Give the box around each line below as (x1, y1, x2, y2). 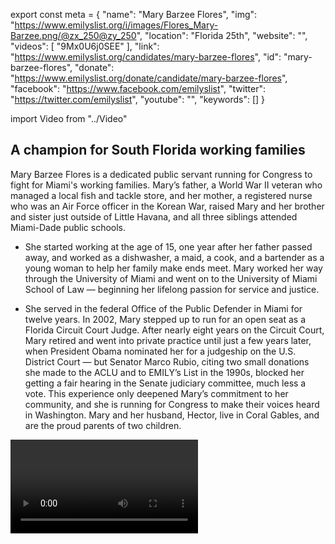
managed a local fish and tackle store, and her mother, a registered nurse (10, 189, 313, 201)
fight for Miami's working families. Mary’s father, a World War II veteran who (10, 179, 323, 191)
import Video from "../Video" (10, 113, 128, 124)
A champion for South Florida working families (10, 142, 306, 159)
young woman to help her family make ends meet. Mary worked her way (24, 262, 323, 274)
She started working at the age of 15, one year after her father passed (24, 240, 313, 253)
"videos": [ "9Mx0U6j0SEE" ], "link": (10, 40, 160, 52)
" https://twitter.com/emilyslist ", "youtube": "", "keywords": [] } (10, 94, 266, 105)
